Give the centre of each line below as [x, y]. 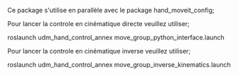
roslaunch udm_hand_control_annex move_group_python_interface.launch [116, 37]
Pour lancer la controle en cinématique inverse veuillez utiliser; [99, 51]
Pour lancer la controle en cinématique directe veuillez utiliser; [98, 24]
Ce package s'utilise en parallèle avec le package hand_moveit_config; [111, 10]
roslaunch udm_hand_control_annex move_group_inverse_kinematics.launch [119, 65]
